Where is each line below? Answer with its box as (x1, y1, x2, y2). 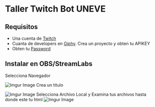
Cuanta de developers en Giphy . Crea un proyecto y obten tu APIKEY (12, 41, 151, 46)
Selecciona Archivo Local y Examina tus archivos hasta (36, 91, 147, 97)
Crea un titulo (36, 82, 64, 88)
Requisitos (5, 23, 38, 31)
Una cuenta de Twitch (12, 35, 56, 41)
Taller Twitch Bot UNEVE (5, 3, 106, 15)
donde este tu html (5, 96, 43, 102)
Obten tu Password (12, 46, 51, 51)
